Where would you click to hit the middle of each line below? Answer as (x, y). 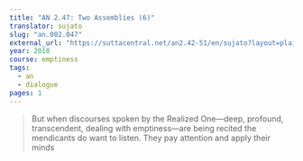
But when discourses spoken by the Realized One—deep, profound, (157, 119)
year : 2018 (30, 51)
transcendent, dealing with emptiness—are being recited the (144, 128)
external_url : (36, 43)
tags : (19, 68)
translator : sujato (46, 26)
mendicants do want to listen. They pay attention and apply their (151, 138)
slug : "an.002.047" (46, 34)
